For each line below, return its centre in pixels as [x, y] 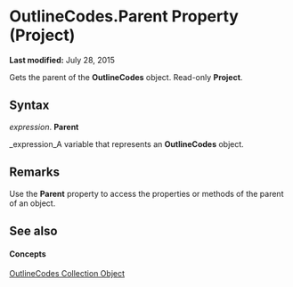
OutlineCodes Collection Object [67, 274]
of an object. [33, 203]
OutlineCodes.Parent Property [124, 16]
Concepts [28, 254]
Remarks [35, 172]
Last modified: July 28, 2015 [62, 60]
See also [33, 230]
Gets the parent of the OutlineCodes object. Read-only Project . [126, 77]
